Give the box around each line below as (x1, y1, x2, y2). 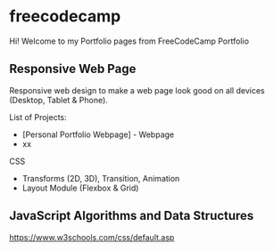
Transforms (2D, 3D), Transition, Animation (21, 173, 180, 183)
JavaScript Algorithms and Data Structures (9, 208, 254, 223)
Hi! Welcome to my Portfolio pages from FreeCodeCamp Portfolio (9, 36, 250, 46)
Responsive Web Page (9, 61, 137, 77)
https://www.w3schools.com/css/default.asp (9, 231, 175, 242)
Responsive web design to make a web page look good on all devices (9, 85, 265, 95)
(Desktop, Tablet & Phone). (9, 94, 109, 105)
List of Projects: (9, 111, 67, 122)
